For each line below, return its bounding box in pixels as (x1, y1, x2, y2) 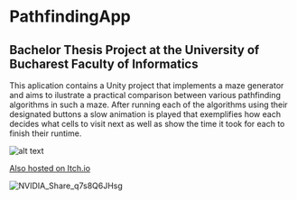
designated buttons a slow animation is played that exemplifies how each (9, 109, 282, 119)
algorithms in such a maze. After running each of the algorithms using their (9, 99, 288, 110)
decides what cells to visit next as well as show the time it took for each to (9, 119, 285, 129)
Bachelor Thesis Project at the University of (9, 42, 260, 58)
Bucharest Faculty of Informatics (9, 56, 199, 71)
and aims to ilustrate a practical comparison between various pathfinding (9, 90, 282, 100)
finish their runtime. (9, 128, 82, 139)
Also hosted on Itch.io (9, 163, 91, 173)
